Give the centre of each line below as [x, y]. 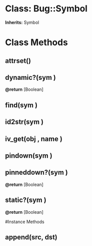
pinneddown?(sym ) [36, 172]
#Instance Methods [25, 222]
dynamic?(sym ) [31, 77]
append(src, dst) [31, 237]
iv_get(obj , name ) [34, 139]
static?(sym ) [26, 200]
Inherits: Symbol [22, 22]
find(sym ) [21, 105]
